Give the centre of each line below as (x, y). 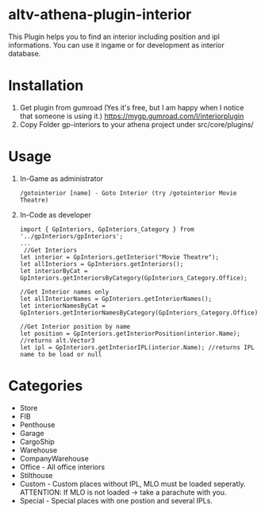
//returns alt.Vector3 (57, 340)
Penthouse (37, 424)
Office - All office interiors (62, 467)
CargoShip (37, 442)
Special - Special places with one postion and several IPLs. (116, 500)
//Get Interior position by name (75, 326)
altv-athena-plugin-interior (100, 15)
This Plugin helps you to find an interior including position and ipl (114, 37)
